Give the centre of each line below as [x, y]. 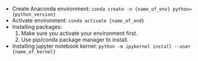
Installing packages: [37, 27]
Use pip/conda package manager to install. [75, 40]
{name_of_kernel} [34, 52]
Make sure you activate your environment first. [79, 33]
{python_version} [34, 14]
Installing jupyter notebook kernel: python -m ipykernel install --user [101, 46]
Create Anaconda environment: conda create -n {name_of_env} [91, 9]
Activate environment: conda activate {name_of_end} [78, 20]
